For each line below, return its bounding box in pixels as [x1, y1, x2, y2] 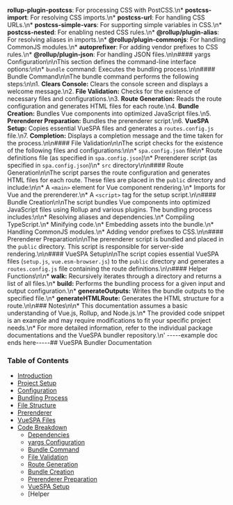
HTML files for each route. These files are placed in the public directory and [7, 176, 226, 184]
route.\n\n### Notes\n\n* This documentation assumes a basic [7, 302, 188, 310]
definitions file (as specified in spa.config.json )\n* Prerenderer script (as [7, 154, 218, 162]
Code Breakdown [17, 424, 67, 432]
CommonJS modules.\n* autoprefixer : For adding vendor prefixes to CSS [7, 43, 218, 51]
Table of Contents [7, 355, 70, 365]
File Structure [17, 401, 57, 410]
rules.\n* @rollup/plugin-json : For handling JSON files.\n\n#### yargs [7, 50, 211, 58]
